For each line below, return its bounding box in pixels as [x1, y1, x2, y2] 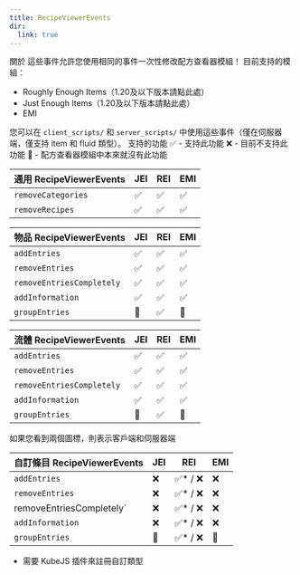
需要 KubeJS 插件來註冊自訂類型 [22, 556, 144, 567]
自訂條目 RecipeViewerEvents [14, 456, 145, 469]
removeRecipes [14, 205, 75, 216]
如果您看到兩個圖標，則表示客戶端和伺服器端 [9, 433, 176, 444]
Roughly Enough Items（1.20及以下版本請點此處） [22, 87, 210, 98]
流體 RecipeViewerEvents [14, 334, 127, 347]
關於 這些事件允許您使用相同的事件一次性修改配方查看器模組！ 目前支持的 [9, 56, 283, 67]
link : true [17, 30, 59, 39]
